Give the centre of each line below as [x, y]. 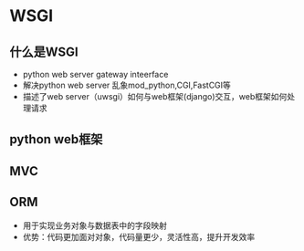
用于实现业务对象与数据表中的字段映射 [94, 225]
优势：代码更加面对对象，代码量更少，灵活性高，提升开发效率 [139, 236]
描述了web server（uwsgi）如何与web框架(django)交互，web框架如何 [155, 96]
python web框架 [56, 139]
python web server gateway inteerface [95, 74]
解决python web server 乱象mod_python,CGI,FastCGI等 [126, 85]
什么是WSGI [44, 52]
